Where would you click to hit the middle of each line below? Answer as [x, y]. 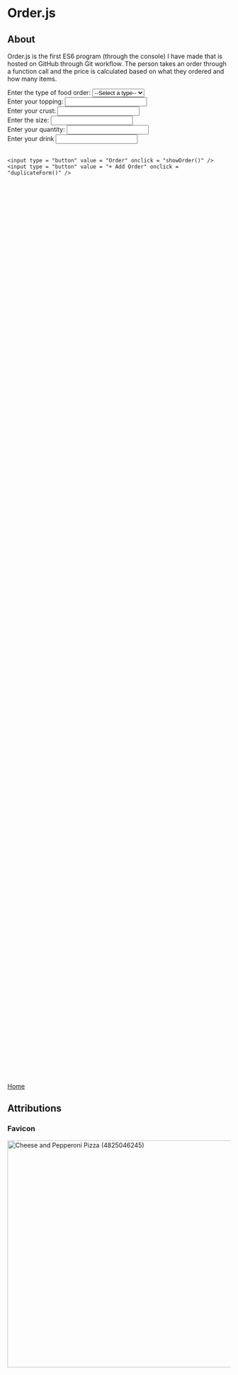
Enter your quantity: [36, 129]
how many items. [32, 79]
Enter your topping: [35, 101]
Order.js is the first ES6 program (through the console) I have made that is [115, 56]
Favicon [21, 1129]
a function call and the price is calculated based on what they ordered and [116, 71]
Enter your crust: [32, 111]
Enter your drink [31, 139]
